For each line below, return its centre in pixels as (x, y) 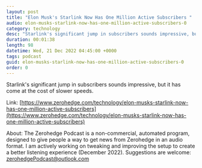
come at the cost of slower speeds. (50, 91)
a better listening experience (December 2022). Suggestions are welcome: (99, 152)
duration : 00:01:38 (31, 40)
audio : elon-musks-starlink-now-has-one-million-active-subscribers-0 (96, 23)
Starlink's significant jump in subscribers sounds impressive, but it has (93, 85)
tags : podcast (24, 56)
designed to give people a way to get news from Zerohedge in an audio (95, 140)
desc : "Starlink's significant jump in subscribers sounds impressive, (98, 34)
